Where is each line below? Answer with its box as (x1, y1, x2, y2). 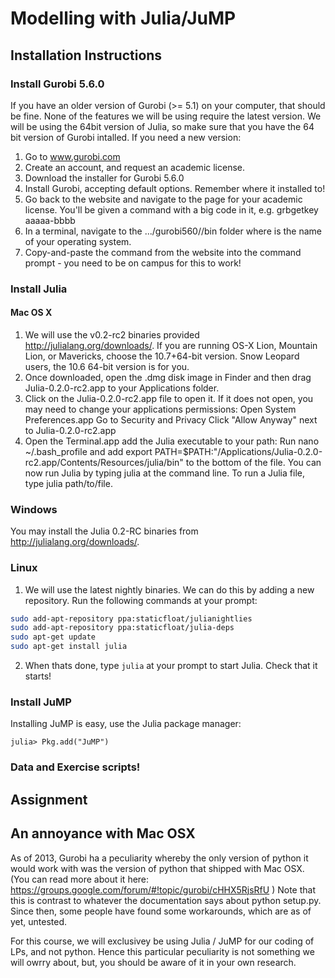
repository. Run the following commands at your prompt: (24, 594, 258, 606)
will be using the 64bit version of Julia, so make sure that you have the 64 (10, 120, 315, 132)
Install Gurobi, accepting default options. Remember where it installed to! (24, 182, 326, 194)
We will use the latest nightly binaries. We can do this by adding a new (24, 583, 315, 596)
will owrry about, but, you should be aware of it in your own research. (10, 956, 297, 968)
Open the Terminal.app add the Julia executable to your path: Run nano (24, 435, 320, 447)
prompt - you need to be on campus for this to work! (24, 257, 242, 269)
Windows (10, 502, 58, 516)
